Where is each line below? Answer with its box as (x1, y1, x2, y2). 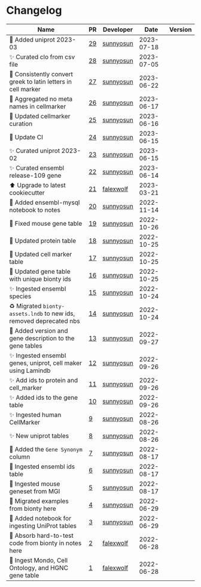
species (9, 292, 32, 300)
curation (9, 119, 33, 128)
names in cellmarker (9, 102, 66, 110)
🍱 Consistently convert (9, 70, 74, 78)
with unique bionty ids (9, 274, 72, 283)
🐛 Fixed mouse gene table (9, 219, 83, 227)
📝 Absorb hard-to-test (9, 531, 74, 540)
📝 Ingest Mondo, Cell (9, 556, 68, 564)
